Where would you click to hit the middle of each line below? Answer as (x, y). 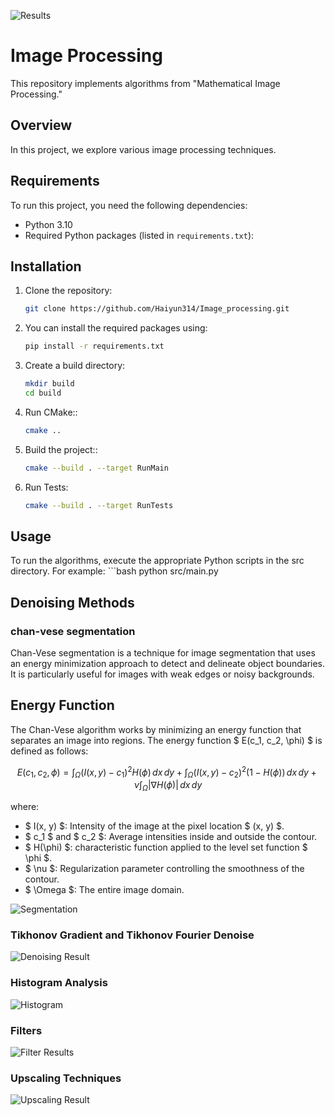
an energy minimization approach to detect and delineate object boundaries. (168, 663)
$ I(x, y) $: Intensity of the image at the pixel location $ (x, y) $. (154, 826)
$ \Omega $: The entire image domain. (104, 890)
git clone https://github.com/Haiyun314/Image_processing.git (157, 309)
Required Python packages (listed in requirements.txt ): (139, 235)
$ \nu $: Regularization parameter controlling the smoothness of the (164, 869)
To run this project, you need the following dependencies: (129, 205)
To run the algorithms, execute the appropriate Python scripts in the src (157, 561)
